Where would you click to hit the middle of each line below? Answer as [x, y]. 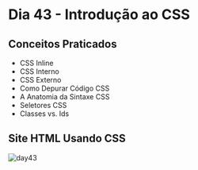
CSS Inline [36, 63]
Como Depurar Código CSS [65, 88]
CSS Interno [39, 71]
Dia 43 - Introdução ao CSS [99, 15]
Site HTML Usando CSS [67, 139]
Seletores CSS [43, 105]
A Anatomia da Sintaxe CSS [65, 97]
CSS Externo [40, 80]
